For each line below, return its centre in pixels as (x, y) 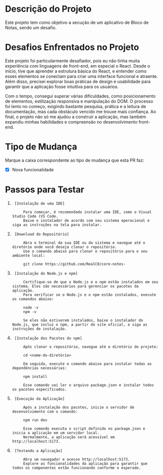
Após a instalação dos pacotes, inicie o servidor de (79, 407)
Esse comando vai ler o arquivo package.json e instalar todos (89, 385)
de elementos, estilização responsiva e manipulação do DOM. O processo (79, 101)
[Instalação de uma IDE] (39, 203)
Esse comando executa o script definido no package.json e (84, 429)
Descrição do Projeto (48, 9)
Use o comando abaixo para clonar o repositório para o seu (85, 251)
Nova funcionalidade (33, 169)
